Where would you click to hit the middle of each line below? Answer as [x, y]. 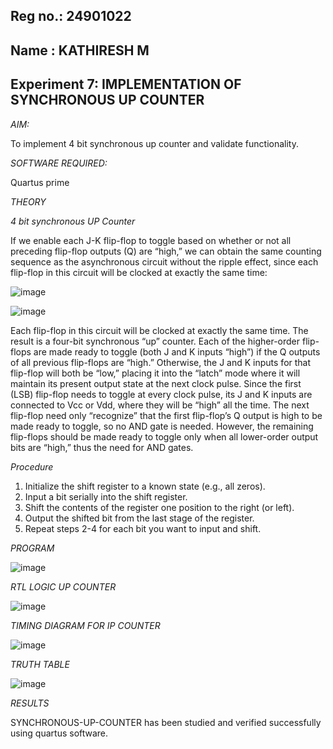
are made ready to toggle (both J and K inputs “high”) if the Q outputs [177, 351]
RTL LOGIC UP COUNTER [63, 586]
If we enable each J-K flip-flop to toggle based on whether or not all [151, 240]
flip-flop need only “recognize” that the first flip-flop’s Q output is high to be [166, 415]
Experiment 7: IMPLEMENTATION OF [126, 84]
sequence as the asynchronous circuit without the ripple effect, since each [164, 261]
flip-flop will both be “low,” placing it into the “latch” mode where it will [155, 373]
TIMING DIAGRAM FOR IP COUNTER [85, 625]
